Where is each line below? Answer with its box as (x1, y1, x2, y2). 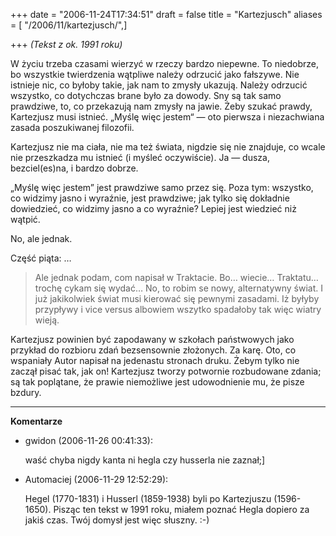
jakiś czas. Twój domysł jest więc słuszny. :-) (24, 514, 210, 526)
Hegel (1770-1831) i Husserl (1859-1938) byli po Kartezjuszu (24, 493, 272, 504)
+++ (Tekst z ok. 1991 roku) (10, 39, 123, 50)
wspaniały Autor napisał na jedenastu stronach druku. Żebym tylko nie (10, 355, 300, 366)
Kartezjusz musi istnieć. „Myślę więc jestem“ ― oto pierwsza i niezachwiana (10, 111, 325, 123)
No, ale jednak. (10, 233, 73, 244)
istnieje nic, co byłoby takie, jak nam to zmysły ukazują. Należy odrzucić (10, 79, 308, 91)
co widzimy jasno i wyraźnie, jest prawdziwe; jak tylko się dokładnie (10, 192, 290, 204)
